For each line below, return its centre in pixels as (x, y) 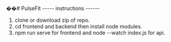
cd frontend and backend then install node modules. (78, 26)
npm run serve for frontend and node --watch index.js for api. (90, 33)
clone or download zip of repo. (52, 20)
